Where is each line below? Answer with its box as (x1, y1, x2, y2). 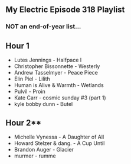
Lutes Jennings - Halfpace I (14, 56, 82, 64)
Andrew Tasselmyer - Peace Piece (14, 69, 99, 76)
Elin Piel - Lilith (14, 75, 51, 82)
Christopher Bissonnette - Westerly (14, 63, 100, 70)
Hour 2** (5, 118, 42, 128)
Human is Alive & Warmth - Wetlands (14, 82, 104, 89)
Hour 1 (5, 41, 30, 51)
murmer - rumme (14, 152, 57, 159)
